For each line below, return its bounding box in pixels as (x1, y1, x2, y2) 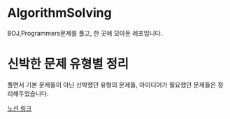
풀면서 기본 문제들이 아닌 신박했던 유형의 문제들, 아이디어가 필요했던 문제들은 (7, 80, 217, 89)
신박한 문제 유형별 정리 (7, 56, 129, 72)
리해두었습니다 (7, 89, 48, 97)
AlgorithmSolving (7, 5, 112, 21)
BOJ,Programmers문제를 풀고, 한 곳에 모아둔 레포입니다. (7, 29, 163, 37)
